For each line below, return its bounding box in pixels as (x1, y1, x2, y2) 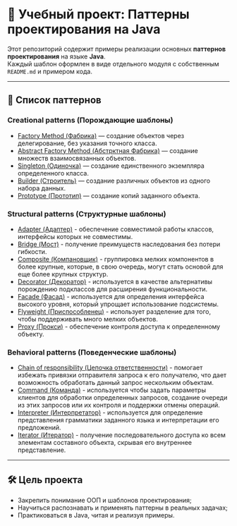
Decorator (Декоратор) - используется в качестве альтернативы (17, 277, 213, 286)
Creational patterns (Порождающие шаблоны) (7, 116, 174, 126)
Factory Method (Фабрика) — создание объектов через (17, 131, 185, 140)
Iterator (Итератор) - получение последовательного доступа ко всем (17, 431, 226, 439)
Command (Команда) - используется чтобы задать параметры (17, 386, 207, 394)
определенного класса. (17, 169, 90, 177)
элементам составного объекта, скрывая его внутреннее (17, 439, 193, 447)
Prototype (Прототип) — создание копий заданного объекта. (17, 191, 200, 200)
